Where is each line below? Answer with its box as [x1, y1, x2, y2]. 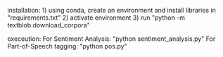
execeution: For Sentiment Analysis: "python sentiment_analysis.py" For [7, 34, 216, 43]
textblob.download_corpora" [7, 21, 90, 29]
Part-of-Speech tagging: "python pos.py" [7, 42, 128, 50]
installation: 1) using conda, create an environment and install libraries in [7, 6, 217, 14]
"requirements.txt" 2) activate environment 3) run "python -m [7, 13, 185, 22]
